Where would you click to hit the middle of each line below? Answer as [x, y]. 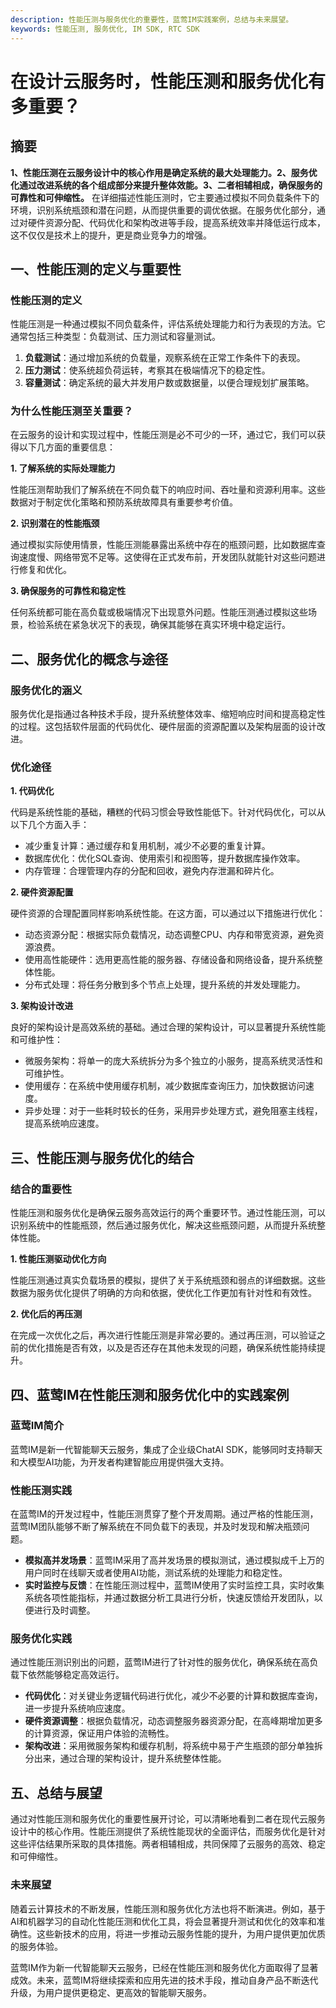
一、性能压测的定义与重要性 [96, 269]
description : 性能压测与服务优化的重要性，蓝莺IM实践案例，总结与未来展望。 [152, 19]
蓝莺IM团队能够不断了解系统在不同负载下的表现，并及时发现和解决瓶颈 [156, 1527]
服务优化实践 [41, 1639]
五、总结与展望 [56, 1792]
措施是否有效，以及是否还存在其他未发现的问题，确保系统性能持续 [180, 1348]
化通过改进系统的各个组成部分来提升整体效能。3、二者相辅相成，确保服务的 [166, 185]
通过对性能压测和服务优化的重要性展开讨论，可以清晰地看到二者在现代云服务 [168, 1819]
